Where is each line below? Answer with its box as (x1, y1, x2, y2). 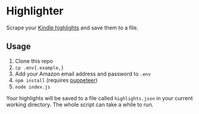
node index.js (14, 84, 51, 90)
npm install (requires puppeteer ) (14, 76, 98, 83)
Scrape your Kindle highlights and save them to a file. (6, 24, 138, 31)
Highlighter (6, 4, 64, 18)
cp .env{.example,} (14, 65, 64, 71)
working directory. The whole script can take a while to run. (6, 101, 154, 108)
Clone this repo (14, 57, 53, 64)
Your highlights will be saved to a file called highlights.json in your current (6, 94, 194, 101)
